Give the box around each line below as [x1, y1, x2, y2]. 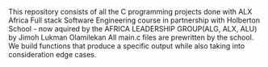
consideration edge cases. [8, 50, 97, 59]
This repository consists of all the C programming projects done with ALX [8, 7, 253, 16]
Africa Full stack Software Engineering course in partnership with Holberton [8, 15, 261, 25]
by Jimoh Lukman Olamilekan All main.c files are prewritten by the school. [8, 32, 254, 42]
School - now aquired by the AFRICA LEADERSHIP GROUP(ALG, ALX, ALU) [8, 24, 258, 33]
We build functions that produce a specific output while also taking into [8, 41, 245, 51]
